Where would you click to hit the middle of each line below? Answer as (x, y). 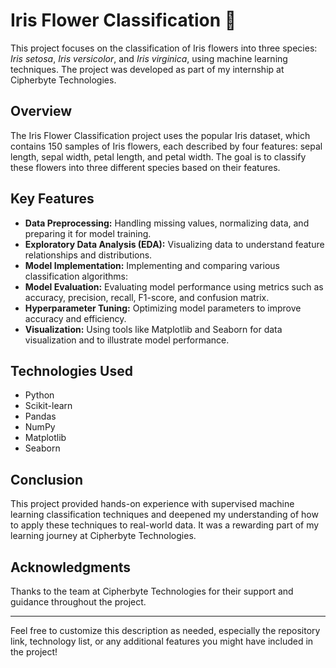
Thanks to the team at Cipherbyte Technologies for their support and (152, 591)
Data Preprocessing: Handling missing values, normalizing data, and (167, 223)
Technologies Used (71, 370)
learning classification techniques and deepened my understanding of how (164, 515)
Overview (41, 111)
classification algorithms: (76, 276)
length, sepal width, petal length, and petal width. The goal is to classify (158, 156)
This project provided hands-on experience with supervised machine (152, 504)
